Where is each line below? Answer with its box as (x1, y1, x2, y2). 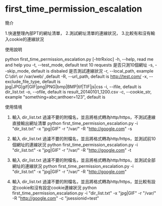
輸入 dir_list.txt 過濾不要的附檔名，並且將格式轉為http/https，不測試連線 (12, 114, 156, 120)
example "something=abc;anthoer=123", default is (5, 94, 106, 100)
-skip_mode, (5, 68, 30, 74)
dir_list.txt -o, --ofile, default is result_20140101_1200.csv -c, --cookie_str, (5, 88, 152, 95)
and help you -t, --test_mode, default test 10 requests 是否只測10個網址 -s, (5, 62, 154, 68)
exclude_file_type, (5, 78, 41, 84)
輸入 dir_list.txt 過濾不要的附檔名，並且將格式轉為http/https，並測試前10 (12, 135, 156, 141)
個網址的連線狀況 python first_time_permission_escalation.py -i (12, 142, 138, 147)
